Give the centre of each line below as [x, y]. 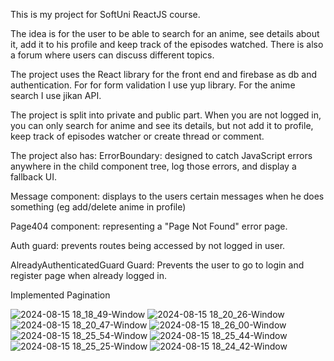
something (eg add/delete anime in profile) [98, 207]
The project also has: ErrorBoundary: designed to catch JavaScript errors [161, 155]
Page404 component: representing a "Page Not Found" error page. [149, 226]
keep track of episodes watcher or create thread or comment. [137, 136]
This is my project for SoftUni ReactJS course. [105, 14]
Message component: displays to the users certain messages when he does [167, 196]
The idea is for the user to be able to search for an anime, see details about [165, 33]
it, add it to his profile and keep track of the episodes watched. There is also [167, 44]
